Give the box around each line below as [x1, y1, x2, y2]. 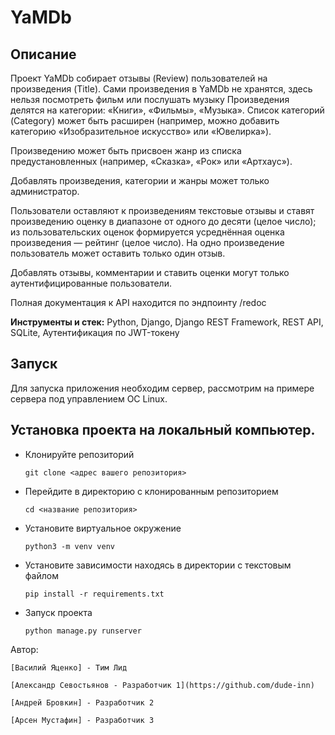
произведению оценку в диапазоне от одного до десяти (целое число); [10, 216, 317, 227]
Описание [10, 46, 77, 63]
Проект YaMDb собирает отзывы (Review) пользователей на [10, 72, 268, 84]
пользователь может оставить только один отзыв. [10, 247, 226, 259]
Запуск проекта [24, 606, 93, 618]
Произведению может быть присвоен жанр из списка [10, 145, 242, 156]
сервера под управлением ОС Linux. [10, 392, 168, 405]
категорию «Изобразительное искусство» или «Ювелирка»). [10, 126, 272, 137]
